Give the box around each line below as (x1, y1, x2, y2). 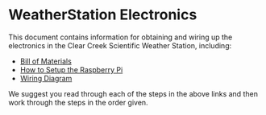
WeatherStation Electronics (8, 6, 197, 24)
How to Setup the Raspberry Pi (19, 64, 123, 74)
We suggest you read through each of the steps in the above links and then (8, 88, 258, 98)
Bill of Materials (19, 56, 73, 66)
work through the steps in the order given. (8, 97, 148, 107)
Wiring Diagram (19, 73, 73, 83)
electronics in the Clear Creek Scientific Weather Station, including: (8, 40, 232, 50)
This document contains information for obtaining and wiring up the (8, 32, 233, 42)
